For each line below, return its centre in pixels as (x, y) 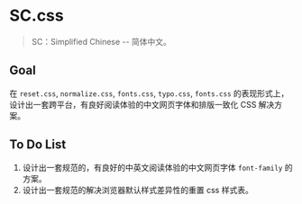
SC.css (37, 16)
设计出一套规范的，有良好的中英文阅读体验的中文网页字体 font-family (152, 167)
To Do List (38, 145)
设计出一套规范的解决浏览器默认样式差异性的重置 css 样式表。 (138, 190)
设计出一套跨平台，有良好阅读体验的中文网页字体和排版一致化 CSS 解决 (142, 104)
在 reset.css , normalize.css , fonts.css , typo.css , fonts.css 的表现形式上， (149, 93)
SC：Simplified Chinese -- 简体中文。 (101, 41)
